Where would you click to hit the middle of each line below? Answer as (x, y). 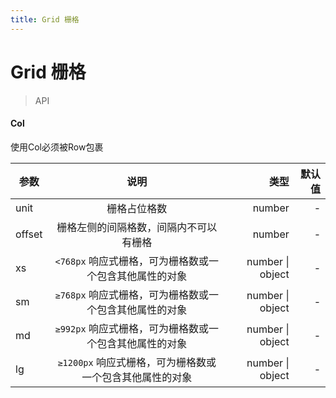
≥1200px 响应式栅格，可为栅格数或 (137, 362)
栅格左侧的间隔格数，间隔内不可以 (137, 227)
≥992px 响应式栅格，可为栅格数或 (131, 328)
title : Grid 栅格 (45, 19)
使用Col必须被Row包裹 (57, 147)
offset (29, 234)
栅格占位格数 (137, 208)
